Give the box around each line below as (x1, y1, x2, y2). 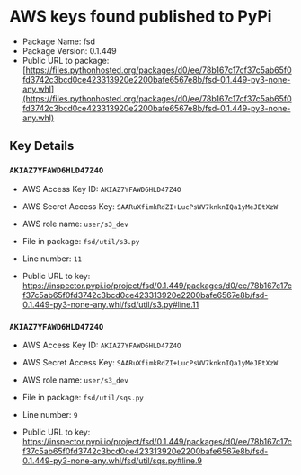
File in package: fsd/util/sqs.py (22, 391, 144, 402)
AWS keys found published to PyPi (9, 6, 272, 27)
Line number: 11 (22, 253, 83, 264)
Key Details (9, 138, 75, 154)
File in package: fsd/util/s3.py (22, 235, 140, 246)
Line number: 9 (22, 409, 78, 419)
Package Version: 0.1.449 (22, 45, 117, 56)
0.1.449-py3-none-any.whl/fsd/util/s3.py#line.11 (22, 299, 199, 310)
